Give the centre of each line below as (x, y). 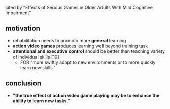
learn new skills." (38, 67)
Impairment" (18, 13)
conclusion (23, 84)
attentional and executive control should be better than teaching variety (89, 51)
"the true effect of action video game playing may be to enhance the (86, 95)
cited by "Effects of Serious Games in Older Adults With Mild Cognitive (79, 7)
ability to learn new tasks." (41, 101)
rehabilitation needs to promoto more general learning (69, 40)
